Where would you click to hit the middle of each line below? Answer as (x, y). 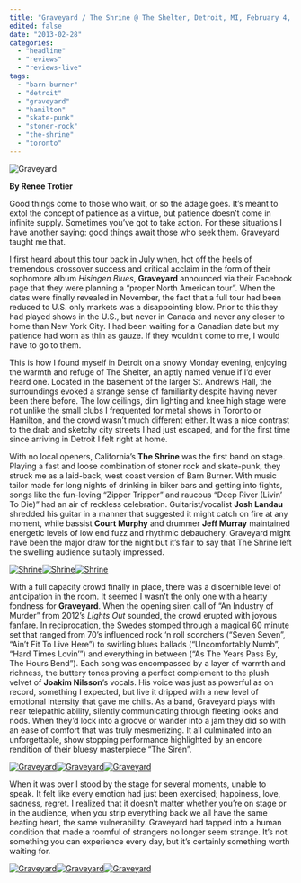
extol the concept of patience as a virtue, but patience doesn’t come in (140, 213)
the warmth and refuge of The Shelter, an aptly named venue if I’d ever (141, 372)
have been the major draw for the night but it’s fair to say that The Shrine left (150, 542)
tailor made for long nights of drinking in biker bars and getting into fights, (146, 485)
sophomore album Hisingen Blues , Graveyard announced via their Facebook (151, 278)
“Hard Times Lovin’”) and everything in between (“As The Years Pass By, (144, 654)
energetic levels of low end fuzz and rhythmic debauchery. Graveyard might (150, 532)
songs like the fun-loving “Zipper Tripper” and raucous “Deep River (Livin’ (146, 495)
